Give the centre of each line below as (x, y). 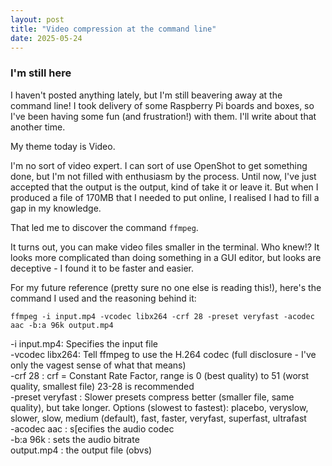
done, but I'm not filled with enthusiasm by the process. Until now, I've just (163, 176)
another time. (38, 127)
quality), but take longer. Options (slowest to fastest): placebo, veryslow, (159, 407)
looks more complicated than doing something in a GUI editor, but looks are (166, 257)
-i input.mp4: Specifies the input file (84, 343)
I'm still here (41, 73)
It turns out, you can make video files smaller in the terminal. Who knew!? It (165, 247)
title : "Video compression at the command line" (113, 29)
